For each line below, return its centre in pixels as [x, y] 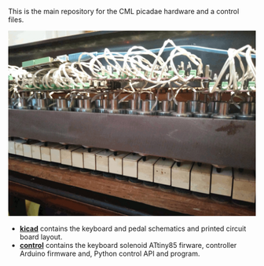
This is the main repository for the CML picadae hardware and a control [124, 11]
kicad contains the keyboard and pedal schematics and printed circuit [133, 228]
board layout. [41, 237]
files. [16, 20]
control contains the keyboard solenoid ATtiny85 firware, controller [128, 245]
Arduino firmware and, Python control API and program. [110, 253]
